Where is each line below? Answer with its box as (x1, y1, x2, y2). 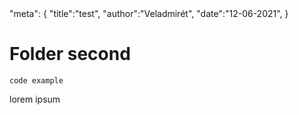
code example (9, 75, 64, 86)
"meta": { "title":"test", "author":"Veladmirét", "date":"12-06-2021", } (9, 8, 289, 19)
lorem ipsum (9, 93, 61, 105)
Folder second (9, 43, 131, 66)
